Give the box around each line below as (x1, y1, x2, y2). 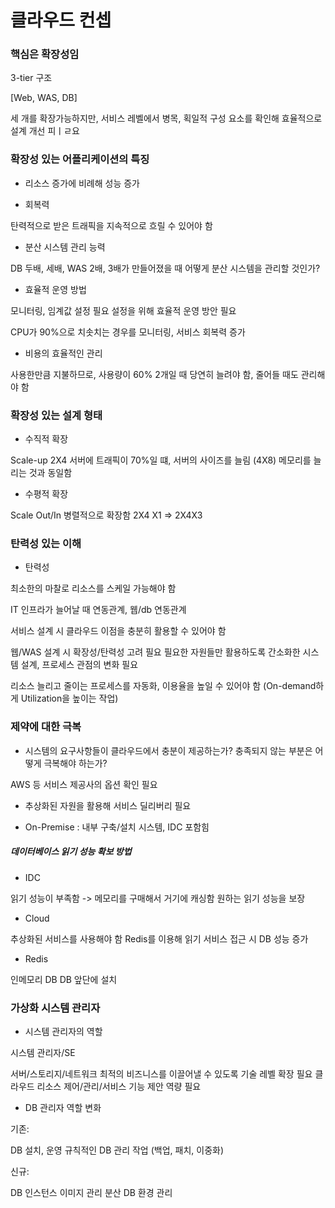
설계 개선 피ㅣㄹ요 (10, 125, 80, 137)
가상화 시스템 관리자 (10, 1001, 101, 1015)
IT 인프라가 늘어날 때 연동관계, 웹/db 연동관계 (10, 604, 187, 616)
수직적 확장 (24, 433, 69, 445)
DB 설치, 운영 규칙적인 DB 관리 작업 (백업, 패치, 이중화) (10, 1144, 224, 1156)
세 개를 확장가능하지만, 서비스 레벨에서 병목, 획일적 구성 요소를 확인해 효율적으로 (10, 112, 323, 125)
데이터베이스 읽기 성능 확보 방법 (10, 846, 132, 858)
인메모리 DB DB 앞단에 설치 (10, 973, 118, 985)
